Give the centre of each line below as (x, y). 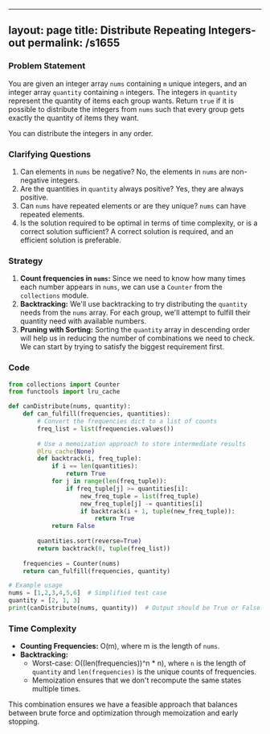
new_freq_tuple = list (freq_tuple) (139, 496)
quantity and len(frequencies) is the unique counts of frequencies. (144, 672)
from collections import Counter (64, 384)
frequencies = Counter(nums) (72, 563)
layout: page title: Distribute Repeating (107, 30)
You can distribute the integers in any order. (81, 133)
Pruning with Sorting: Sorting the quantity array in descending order (135, 330)
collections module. (54, 295)
